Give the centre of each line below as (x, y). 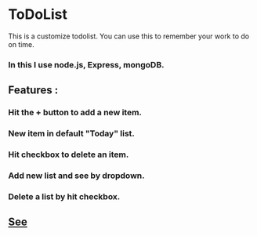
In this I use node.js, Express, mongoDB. (86, 64)
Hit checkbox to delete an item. (69, 154)
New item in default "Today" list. (72, 133)
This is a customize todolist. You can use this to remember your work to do (128, 36)
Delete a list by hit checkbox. (64, 196)
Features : (33, 91)
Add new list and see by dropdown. (76, 176)
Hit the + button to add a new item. (75, 113)
